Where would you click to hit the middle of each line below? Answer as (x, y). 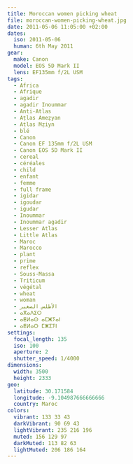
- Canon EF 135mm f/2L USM (53, 144)
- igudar (26, 209)
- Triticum (29, 281)
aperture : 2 (31, 352)
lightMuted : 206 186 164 (50, 450)
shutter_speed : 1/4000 (47, 359)
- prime (25, 261)
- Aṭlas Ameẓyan (37, 118)
